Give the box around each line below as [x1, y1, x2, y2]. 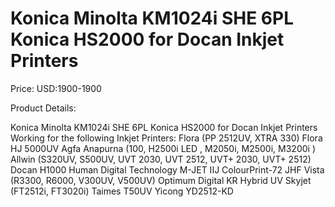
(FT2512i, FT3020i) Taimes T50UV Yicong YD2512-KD [10, 185, 234, 197]
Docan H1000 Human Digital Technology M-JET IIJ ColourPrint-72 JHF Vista [10, 163, 325, 176]
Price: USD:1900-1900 [10, 82, 102, 94]
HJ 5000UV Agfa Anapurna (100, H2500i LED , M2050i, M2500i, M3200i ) [10, 142, 316, 154]
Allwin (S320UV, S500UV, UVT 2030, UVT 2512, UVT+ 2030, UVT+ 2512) [10, 153, 312, 165]
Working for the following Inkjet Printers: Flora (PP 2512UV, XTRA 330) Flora [10, 132, 323, 144]
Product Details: [10, 102, 77, 114]
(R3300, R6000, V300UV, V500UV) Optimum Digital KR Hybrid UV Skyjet [10, 174, 312, 186]
